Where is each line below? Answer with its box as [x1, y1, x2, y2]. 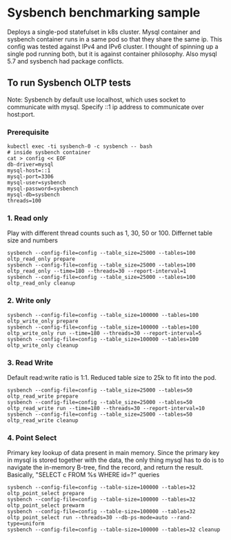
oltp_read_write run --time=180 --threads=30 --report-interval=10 [7, 405, 205, 412]
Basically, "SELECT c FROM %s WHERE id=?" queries [7, 471, 160, 479]
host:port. [7, 110, 35, 118]
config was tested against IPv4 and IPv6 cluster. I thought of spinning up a [7, 42, 219, 50]
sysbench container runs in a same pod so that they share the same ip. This [7, 35, 223, 43]
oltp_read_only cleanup [7, 280, 76, 287]
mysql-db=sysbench [7, 191, 60, 198]
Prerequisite [7, 127, 50, 137]
